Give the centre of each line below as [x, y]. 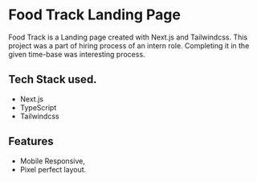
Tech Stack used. [53, 79]
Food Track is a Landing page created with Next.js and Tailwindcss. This [128, 37]
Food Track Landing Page [94, 15]
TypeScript [38, 107]
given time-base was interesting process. [77, 54]
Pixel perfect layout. [53, 169]
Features [31, 141]
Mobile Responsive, [53, 161]
